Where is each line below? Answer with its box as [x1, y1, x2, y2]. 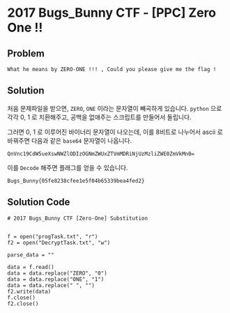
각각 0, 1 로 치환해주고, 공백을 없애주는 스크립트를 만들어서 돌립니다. [7, 113, 192, 121]
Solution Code [7, 197, 70, 208]
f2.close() [7, 300, 39, 307]
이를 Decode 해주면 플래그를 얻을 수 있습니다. [7, 163, 128, 171]
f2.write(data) [7, 288, 52, 295]
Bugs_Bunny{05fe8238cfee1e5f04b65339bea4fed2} [7, 177, 145, 184]
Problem [7, 47, 45, 59]
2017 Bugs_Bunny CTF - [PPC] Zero [7, 5, 217, 21]
